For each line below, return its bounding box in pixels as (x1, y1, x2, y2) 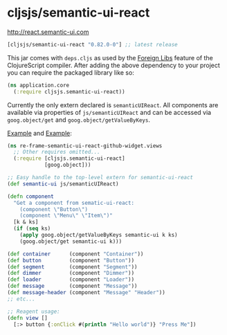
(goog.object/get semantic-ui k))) (19, 237, 122, 245)
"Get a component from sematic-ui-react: (13, 199, 135, 206)
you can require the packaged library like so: (7, 68, 135, 77)
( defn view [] (7, 314, 48, 321)
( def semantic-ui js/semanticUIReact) (7, 180, 119, 188)
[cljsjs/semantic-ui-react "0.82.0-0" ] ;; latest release (7, 41, 178, 48)
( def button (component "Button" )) (7, 257, 135, 264)
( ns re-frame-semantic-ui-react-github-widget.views (7, 142, 163, 150)
